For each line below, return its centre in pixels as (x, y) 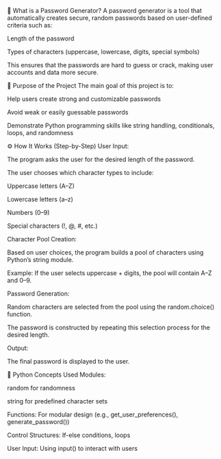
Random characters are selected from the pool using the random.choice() (111, 307)
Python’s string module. (40, 260)
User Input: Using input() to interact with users (73, 448)
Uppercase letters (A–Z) (41, 186)
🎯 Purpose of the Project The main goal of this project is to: (91, 85)
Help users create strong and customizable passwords (84, 99)
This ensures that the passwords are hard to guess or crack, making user (110, 65)
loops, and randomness (40, 133)
